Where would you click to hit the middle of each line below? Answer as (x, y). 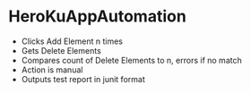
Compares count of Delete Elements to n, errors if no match (132, 60)
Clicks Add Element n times (72, 41)
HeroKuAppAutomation (98, 17)
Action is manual (52, 70)
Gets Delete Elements (61, 50)
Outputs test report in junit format (83, 79)
